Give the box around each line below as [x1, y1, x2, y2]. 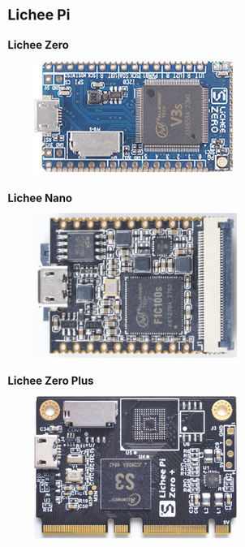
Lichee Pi [7, 6, 71, 24]
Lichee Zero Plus [7, 373, 94, 387]
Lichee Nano [7, 191, 73, 205]
